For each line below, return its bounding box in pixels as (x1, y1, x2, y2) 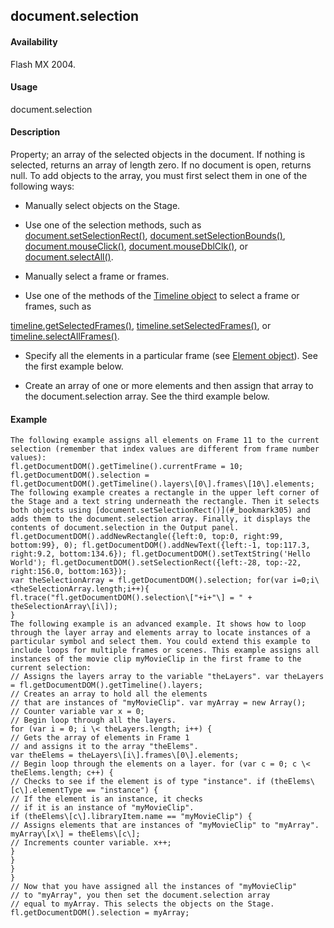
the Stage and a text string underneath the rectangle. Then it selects (10, 497, 320, 507)
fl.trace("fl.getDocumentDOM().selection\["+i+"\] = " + (10, 593, 253, 603)
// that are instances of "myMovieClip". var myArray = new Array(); (10, 698, 307, 708)
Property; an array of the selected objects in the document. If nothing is (10, 149, 306, 160)
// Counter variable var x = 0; (10, 707, 145, 717)
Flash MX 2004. (10, 58, 77, 70)
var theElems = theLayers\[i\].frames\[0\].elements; (10, 750, 240, 761)
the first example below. (24, 360, 124, 372)
